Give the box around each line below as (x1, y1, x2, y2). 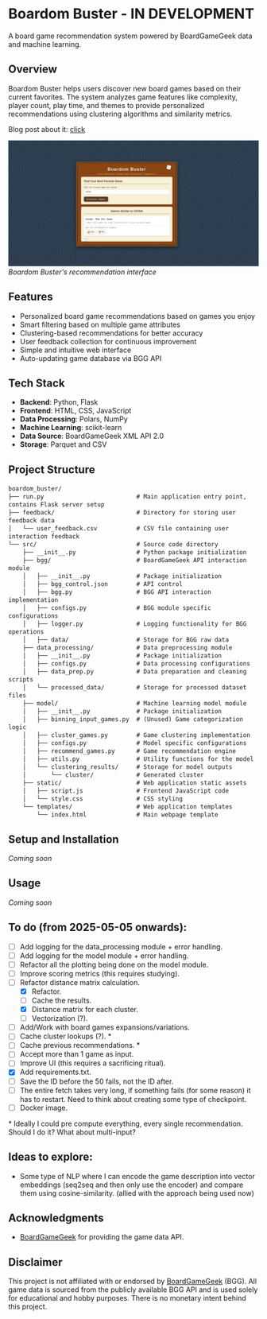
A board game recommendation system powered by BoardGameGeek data (8, 31, 253, 41)
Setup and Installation (8, 832, 119, 846)
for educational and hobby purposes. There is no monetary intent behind (8, 1294, 246, 1303)
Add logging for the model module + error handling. (19, 951, 189, 960)
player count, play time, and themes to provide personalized (8, 100, 205, 110)
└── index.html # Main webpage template (37, 811, 219, 819)
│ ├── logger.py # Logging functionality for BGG (22, 620, 247, 628)
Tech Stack (8, 376, 65, 390)
